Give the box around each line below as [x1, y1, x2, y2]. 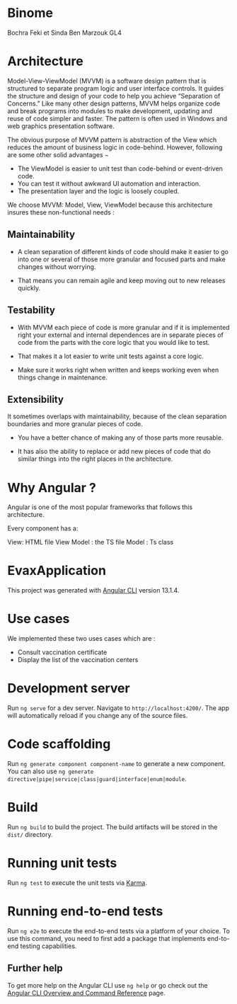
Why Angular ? [7, 479, 97, 496]
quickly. [17, 283, 41, 292]
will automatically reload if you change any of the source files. [7, 712, 188, 720]
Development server [7, 680, 130, 697]
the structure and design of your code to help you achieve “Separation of [7, 91, 221, 100]
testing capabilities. [20, 942, 77, 950]
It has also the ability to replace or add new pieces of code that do [17, 447, 211, 456]
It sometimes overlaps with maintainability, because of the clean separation [7, 412, 227, 421]
